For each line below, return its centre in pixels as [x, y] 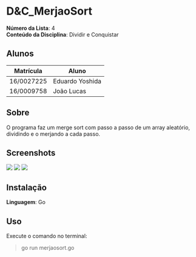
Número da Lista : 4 [31, 28]
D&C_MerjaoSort [49, 11]
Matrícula [28, 71]
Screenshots [31, 153]
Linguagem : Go [26, 202]
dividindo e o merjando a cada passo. [53, 134]
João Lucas [70, 91]
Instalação [27, 187]
